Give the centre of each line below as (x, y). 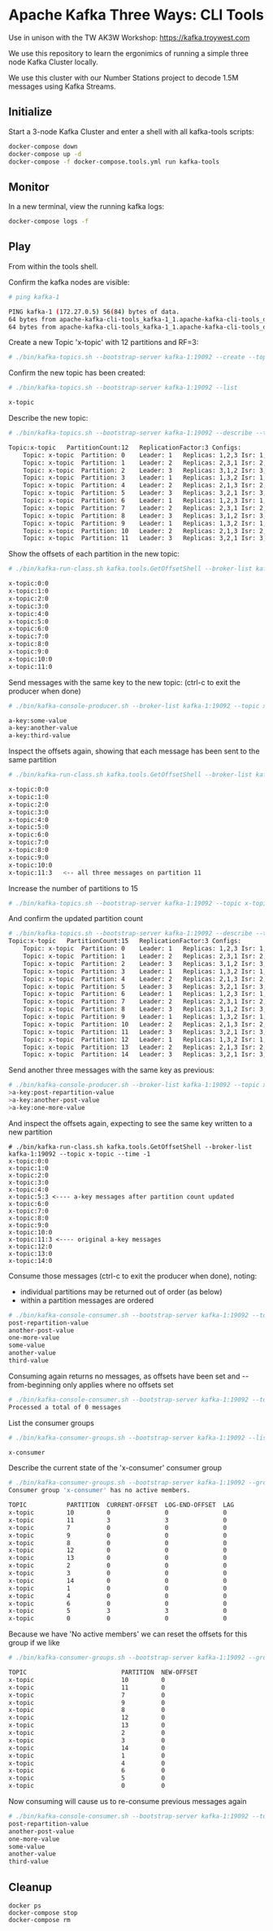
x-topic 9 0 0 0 (118, 1536)
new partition (30, 1132)
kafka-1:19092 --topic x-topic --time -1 (80, 1154)
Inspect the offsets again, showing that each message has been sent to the (134, 751)
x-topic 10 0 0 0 (118, 1513)
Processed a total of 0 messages (65, 1407)
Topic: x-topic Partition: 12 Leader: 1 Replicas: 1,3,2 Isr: (139, 1039)
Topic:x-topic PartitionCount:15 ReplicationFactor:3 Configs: (125, 941)
